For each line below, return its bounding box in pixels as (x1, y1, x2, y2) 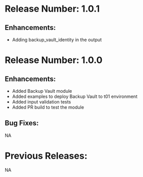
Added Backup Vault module (12, 88, 72, 94)
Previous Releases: (5, 150, 88, 161)
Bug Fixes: (5, 119, 39, 127)
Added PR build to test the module (12, 104, 84, 110)
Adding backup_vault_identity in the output (12, 37, 102, 43)
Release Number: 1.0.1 (5, 3, 100, 15)
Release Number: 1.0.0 (5, 54, 103, 66)
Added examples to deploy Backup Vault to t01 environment (12, 93, 138, 99)
